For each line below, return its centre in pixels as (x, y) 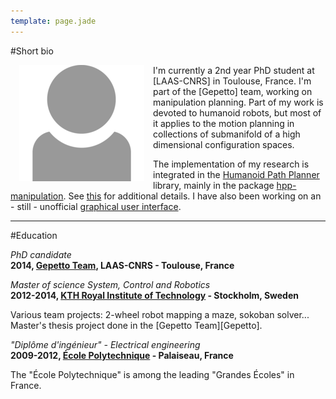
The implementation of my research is (231, 164)
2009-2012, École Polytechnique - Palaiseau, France (122, 355)
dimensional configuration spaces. (224, 144)
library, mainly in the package (214, 185)
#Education (34, 235)
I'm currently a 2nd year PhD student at (234, 70)
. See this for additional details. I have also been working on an (192, 196)
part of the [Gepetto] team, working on (233, 91)
